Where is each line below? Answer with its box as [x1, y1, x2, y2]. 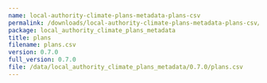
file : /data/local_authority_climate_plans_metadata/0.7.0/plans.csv [8, 63, 244, 71]
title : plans [8, 33, 52, 42]
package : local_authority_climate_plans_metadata [8, 26, 176, 34]
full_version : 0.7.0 [8, 56, 77, 64]
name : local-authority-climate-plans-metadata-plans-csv [8, 11, 201, 20]
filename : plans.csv [8, 41, 77, 49]
